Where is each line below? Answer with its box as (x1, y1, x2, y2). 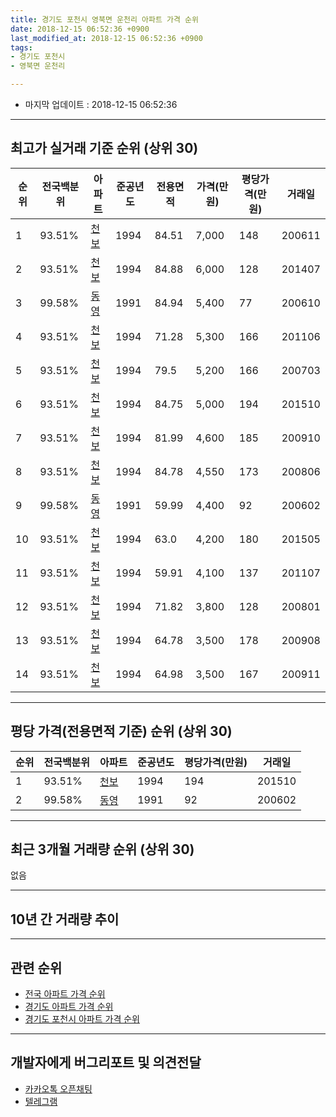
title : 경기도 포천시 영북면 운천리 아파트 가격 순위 (10, 14, 199, 25)
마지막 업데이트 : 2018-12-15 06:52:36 (24, 99, 178, 110)
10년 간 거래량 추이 (10, 911, 120, 928)
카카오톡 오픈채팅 (24, 1082, 93, 1095)
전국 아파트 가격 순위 (24, 988, 106, 1000)
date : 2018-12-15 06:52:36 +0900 (10, 24, 150, 34)
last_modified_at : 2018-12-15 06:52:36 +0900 (10, 33, 203, 43)
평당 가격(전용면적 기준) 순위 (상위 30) (10, 723, 233, 740)
